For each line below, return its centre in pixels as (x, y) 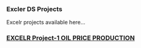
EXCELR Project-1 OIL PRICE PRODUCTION (70, 38)
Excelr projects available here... (46, 22)
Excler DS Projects (34, 9)
